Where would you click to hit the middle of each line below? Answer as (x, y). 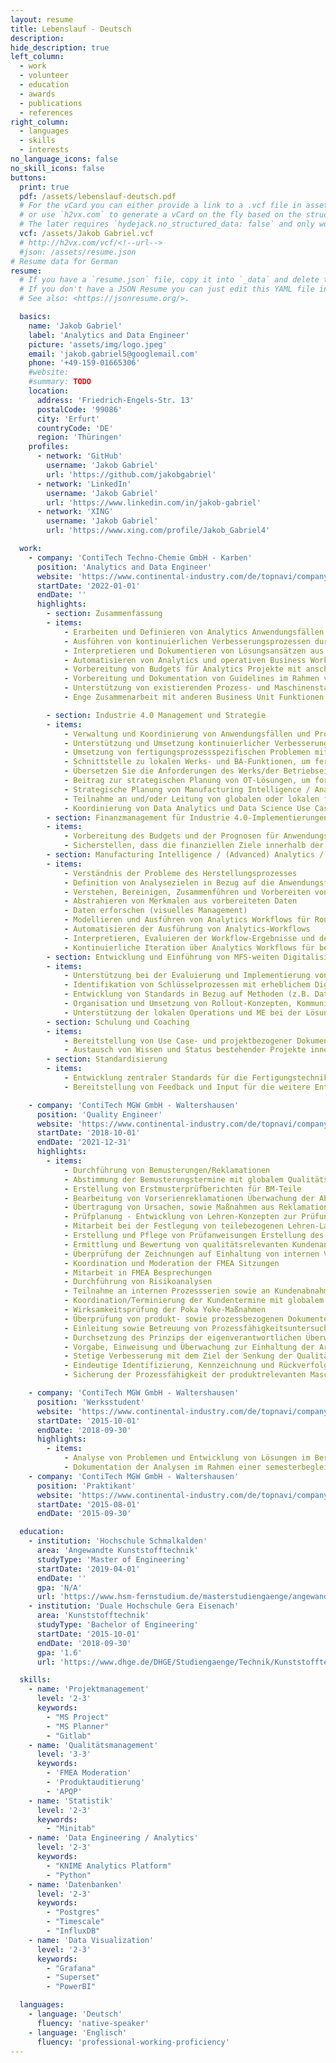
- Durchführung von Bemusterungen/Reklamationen (167, 1170)
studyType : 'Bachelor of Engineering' (117, 1625)
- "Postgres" (73, 1912)
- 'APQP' (64, 1791)
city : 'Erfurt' (68, 419)
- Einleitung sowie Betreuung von (135, 1328)
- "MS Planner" (78, 1726)
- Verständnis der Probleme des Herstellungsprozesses (180, 873)
